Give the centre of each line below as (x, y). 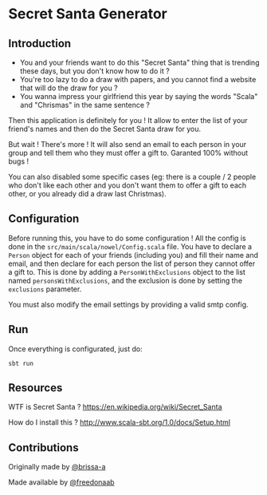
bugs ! (19, 161)
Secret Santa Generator (88, 14)
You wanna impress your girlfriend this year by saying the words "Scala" (139, 96)
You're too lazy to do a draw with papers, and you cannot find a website (138, 79)
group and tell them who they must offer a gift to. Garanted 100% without (128, 153)
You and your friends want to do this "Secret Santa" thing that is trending (139, 62)
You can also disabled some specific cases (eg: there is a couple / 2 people (132, 177)
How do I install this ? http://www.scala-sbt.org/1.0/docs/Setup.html (120, 422)
